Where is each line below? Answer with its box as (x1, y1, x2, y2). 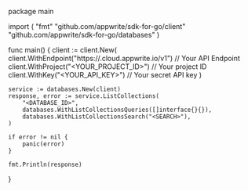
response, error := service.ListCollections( (8, 92, 159, 100)
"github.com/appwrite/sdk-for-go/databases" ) (8, 31, 160, 39)
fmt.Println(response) (8, 160, 82, 168)
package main (8, 7, 54, 16)
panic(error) (22, 140, 65, 148)
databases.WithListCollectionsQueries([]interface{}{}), (22, 106, 213, 114)
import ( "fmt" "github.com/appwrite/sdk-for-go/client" (8, 22, 186, 31)
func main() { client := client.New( (8, 45, 118, 54)
